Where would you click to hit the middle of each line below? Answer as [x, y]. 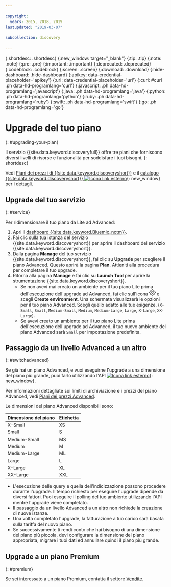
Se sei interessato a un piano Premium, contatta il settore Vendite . [75, 579]
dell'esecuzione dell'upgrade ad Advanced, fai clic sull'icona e [90, 294]
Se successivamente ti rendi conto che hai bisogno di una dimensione [86, 530]
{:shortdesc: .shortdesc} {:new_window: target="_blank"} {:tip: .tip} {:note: [83, 58]
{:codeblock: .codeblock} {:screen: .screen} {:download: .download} [77, 69]
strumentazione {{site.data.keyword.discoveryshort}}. [69, 281]
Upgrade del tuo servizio [45, 200]
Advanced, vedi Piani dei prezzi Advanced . [50, 396]
